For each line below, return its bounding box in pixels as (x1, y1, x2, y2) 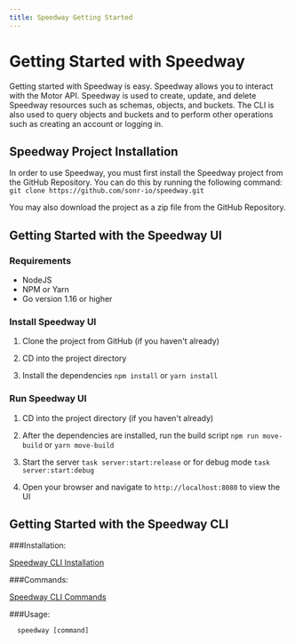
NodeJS (21, 274, 52, 285)
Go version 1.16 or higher (21, 294, 113, 305)
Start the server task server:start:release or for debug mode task (21, 457, 271, 467)
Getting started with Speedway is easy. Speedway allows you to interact (9, 81, 274, 91)
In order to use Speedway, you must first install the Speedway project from (9, 168, 283, 179)
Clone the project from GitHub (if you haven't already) (21, 336, 220, 346)
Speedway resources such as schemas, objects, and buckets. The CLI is (9, 99, 275, 110)
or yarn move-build (44, 439, 115, 449)
